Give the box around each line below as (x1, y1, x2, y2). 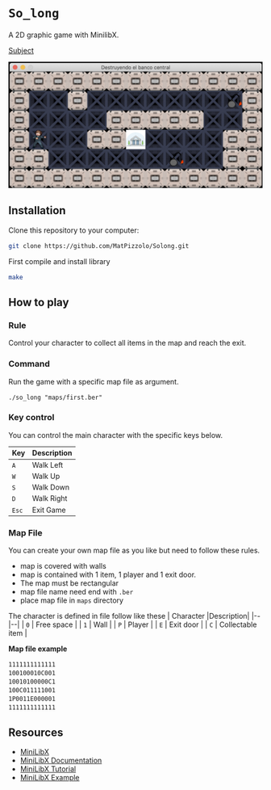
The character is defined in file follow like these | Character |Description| (8, 611, 250, 621)
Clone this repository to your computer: (8, 225, 140, 235)
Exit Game (31, 505, 66, 515)
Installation (8, 204, 66, 217)
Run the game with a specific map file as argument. (8, 376, 179, 386)
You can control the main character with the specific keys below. (8, 430, 223, 439)
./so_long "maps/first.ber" (8, 393, 103, 401)
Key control (8, 412, 55, 423)
